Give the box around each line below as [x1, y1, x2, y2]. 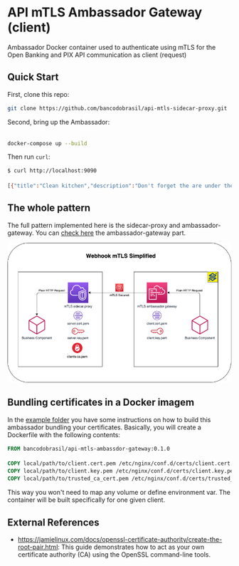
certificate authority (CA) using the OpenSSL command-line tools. [17, 550, 211, 559]
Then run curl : [7, 152, 51, 161]
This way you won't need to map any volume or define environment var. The [7, 488, 231, 497]
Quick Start [7, 71, 59, 83]
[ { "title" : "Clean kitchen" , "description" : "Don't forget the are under [7, 182, 221, 189]
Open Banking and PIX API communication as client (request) [7, 51, 187, 59]
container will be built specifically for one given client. [7, 496, 166, 504]
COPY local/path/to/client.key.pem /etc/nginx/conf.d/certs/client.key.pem [7, 468, 237, 475]
